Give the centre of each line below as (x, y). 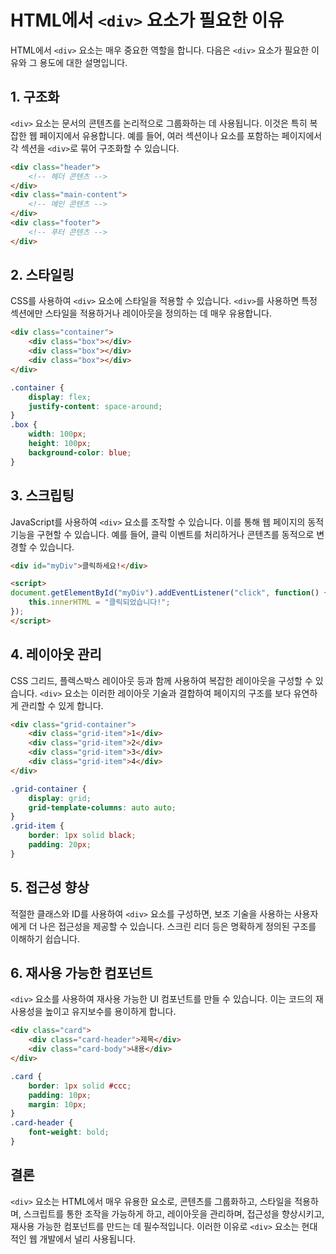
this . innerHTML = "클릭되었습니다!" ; (99, 602)
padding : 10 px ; (60, 1095)
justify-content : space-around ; (95, 406)
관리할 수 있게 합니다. (62, 705)
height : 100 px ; (60, 444)
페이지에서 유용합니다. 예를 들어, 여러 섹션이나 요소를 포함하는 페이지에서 (181, 135)
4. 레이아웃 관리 (56, 654)
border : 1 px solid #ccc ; (80, 1086)
